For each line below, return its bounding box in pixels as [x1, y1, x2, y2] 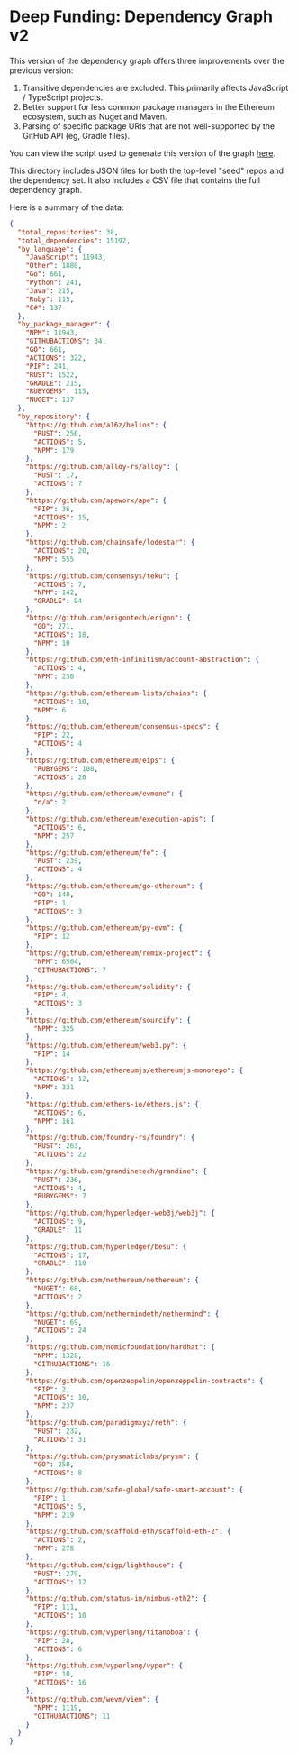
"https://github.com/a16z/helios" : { [25, 420, 167, 429]
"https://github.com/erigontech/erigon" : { [25, 613, 192, 623]
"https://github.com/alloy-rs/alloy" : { [25, 463, 179, 472]
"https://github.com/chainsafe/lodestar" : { [25, 538, 195, 547]
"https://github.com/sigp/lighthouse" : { [25, 1560, 183, 1570]
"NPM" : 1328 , [32, 1351, 83, 1361]
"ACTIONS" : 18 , [32, 629, 91, 639]
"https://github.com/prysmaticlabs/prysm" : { [25, 1452, 200, 1461]
